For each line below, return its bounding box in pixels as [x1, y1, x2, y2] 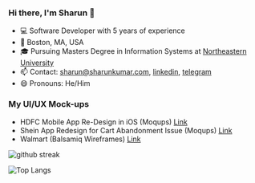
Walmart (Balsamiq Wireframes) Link [19, 134, 142, 144]
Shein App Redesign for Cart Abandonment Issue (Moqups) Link [19, 125, 233, 135]
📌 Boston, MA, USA [19, 38, 84, 47]
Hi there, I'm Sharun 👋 [8, 7, 95, 18]
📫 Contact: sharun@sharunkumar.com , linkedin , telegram [19, 67, 212, 77]
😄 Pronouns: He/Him [19, 79, 91, 88]
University [19, 58, 55, 67]
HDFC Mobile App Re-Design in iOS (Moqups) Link [19, 116, 188, 127]
